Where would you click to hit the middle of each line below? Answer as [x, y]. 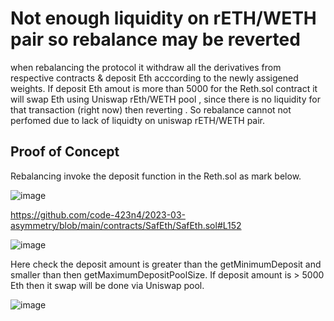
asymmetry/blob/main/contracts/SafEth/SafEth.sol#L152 [126, 225]
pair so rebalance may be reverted [155, 39]
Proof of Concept [65, 152]
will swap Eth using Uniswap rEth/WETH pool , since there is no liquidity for [165, 99]
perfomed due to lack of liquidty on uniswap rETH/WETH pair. [138, 120]
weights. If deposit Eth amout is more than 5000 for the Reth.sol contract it [164, 88]
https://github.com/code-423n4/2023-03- [98, 214]
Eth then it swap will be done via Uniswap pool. [107, 285]
